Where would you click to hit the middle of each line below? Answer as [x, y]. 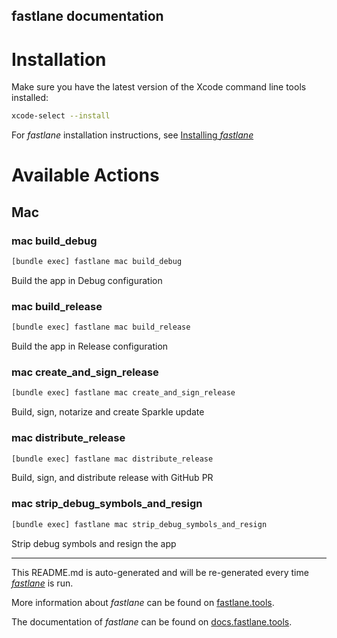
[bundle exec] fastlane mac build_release [101, 327]
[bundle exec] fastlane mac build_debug [97, 262]
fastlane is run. [42, 583]
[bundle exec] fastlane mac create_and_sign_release [123, 393]
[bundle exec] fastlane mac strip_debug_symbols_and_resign [139, 524]
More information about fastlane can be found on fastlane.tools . [143, 602]
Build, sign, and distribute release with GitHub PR [112, 478]
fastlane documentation [87, 16]
